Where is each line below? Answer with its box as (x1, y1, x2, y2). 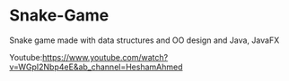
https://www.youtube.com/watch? (41, 52, 169, 62)
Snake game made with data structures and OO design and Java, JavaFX (9, 35, 280, 45)
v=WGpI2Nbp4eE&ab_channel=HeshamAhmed (9, 61, 183, 72)
